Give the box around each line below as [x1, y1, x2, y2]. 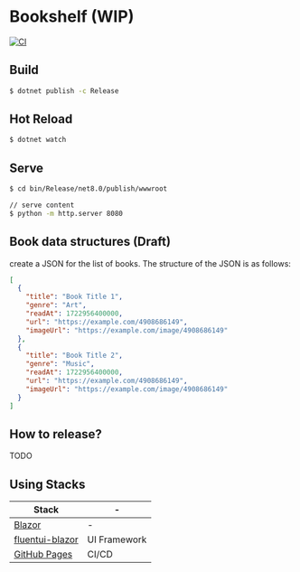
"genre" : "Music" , [25, 360, 95, 369]
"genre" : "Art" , [25, 301, 88, 310]
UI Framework [87, 533, 147, 546]
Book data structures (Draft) [9, 234, 172, 249]
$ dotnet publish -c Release [9, 86, 119, 96]
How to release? [9, 427, 102, 442]
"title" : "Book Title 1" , [25, 292, 124, 302]
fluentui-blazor [14, 533, 79, 546]
